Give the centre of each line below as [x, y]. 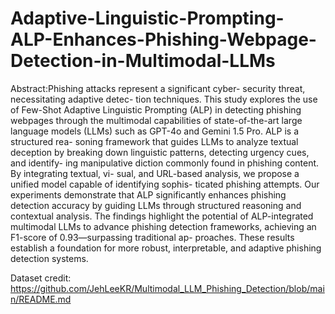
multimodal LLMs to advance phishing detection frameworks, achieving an [163, 226]
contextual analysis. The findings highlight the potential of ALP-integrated [162, 216]
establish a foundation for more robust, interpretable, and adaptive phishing [166, 248]
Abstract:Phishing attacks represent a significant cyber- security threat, [158, 88]
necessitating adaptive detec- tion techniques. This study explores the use [164, 99]
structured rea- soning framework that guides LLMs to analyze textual [154, 141]
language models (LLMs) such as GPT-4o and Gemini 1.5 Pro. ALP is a [154, 131]
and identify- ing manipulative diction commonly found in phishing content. [165, 163]
